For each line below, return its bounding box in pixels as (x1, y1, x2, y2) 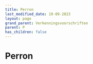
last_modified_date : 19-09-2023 (5, 12, 71, 16)
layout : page (5, 16, 32, 21)
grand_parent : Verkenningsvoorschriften (5, 20, 89, 26)
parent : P (5, 25, 25, 30)
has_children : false (5, 30, 47, 34)
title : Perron (5, 7, 34, 12)
